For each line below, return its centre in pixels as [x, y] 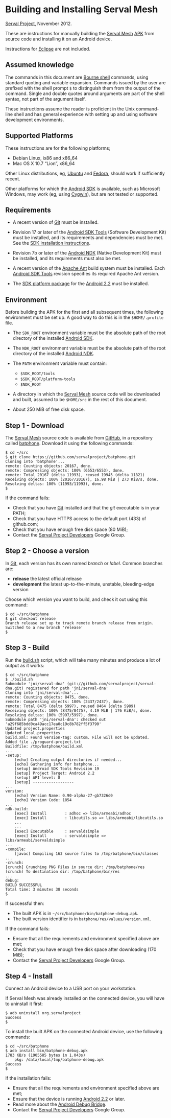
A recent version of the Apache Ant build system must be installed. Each [89, 268]
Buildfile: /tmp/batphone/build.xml [44, 746]
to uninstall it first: [24, 1004]
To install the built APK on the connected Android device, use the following [84, 1032]
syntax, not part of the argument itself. [46, 99]
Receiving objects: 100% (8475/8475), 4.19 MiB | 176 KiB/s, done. [79, 711]
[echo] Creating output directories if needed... [68, 760]
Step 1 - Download [35, 425]
